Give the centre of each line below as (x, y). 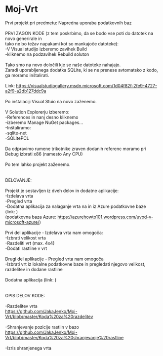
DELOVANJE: (19, 180)
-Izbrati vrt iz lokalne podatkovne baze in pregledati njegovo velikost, (75, 264)
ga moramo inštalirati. (27, 75)
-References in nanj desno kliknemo (42, 117)
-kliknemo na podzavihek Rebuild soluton (47, 54)
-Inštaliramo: (18, 127)
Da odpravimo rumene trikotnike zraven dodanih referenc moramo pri (76, 149)
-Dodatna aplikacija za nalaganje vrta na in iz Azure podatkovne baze (76, 206)
